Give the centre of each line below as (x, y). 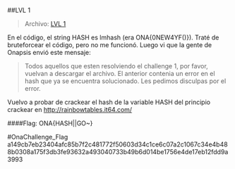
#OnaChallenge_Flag (38, 137)
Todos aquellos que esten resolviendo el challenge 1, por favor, (116, 66)
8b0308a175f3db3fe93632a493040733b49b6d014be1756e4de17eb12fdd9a (118, 152)
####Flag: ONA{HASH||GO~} (50, 123)
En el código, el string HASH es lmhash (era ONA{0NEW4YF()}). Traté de (113, 37)
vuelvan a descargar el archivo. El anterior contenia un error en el (120, 74)
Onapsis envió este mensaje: (49, 52)
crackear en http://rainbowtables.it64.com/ (70, 109)
